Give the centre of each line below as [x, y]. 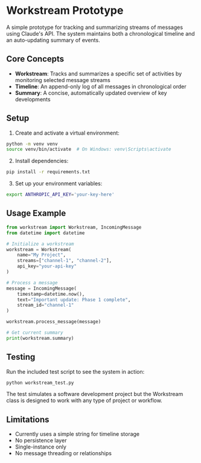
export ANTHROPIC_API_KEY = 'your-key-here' [60, 195]
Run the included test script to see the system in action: [75, 371]
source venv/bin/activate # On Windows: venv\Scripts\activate [89, 149]
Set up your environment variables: [59, 184]
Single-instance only [40, 447]
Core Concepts [35, 59]
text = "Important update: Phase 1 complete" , [74, 299]
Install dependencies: [42, 161]
